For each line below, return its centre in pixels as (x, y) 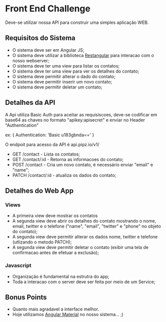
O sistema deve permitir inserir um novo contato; (62, 81)
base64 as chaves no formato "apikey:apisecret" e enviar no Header (75, 120)
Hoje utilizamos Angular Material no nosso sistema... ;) (68, 315)
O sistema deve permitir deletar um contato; (57, 87)
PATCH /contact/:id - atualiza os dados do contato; (64, 175)
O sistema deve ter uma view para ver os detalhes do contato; (76, 71)
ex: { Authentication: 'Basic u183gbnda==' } (50, 135)
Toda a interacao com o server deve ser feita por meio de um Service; (84, 282)
